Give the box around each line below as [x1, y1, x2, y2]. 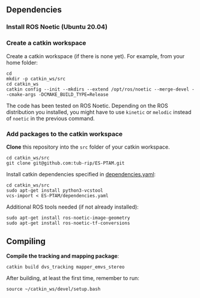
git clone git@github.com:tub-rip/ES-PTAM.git [6, 160, 125, 166]
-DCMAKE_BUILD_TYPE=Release [38, 91, 109, 98]
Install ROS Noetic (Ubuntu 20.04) [6, 23, 108, 31]
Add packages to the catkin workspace [6, 130, 123, 138]
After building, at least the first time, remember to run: [6, 274, 139, 281]
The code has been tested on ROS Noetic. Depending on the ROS [6, 102, 168, 109]
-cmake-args [6, 91, 36, 98]
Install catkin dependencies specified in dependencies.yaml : [6, 170, 156, 177]
